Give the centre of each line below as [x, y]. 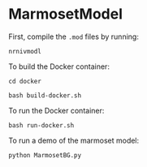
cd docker [25, 81]
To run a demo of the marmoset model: [74, 140]
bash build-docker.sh [45, 95]
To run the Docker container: [56, 110]
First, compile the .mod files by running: [74, 36]
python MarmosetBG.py [45, 155]
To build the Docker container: [59, 66]
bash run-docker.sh [41, 125]
